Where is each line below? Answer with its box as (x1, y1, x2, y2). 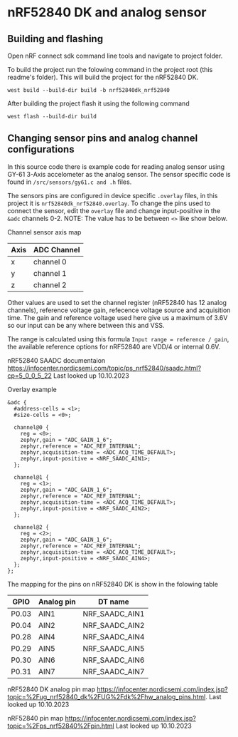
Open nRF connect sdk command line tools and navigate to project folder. (7, 51, 223, 60)
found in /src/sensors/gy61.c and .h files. (7, 177, 132, 186)
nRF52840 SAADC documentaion (7, 356, 106, 364)
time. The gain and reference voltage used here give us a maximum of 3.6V (7, 313, 228, 321)
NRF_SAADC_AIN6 (82, 655, 145, 665)
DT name (98, 597, 129, 607)
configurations (7, 143, 75, 155)
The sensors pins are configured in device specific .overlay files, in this (7, 191, 218, 200)
